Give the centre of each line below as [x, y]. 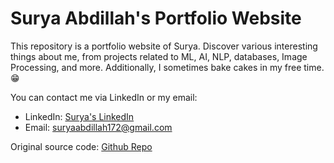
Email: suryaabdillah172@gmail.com [98, 127]
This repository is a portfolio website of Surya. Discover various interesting [164, 46]
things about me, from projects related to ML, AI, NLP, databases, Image [159, 56]
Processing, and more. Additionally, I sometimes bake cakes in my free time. [167, 67]
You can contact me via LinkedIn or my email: [104, 97]
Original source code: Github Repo [81, 146]
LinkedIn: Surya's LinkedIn [79, 116]
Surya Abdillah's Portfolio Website [156, 18]
